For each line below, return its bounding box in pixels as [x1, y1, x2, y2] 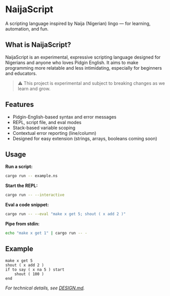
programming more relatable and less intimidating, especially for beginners [5, 65, 162, 71]
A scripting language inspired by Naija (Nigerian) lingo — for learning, [5, 20, 151, 26]
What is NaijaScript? [5, 41, 72, 49]
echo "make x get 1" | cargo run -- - [5, 230, 87, 235]
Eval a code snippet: [5, 202, 49, 208]
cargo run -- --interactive [5, 192, 65, 198]
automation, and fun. [5, 25, 49, 32]
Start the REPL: [5, 183, 38, 189]
